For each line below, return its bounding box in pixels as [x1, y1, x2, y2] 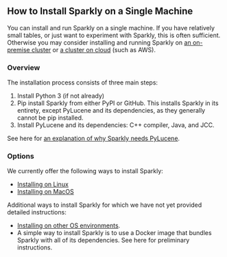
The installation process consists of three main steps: [7, 78, 158, 87]
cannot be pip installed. [16, 113, 84, 122]
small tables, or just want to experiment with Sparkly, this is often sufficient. [7, 31, 221, 39]
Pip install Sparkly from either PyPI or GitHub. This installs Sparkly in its [16, 99, 219, 107]
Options [7, 151, 34, 161]
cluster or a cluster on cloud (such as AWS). [31, 45, 156, 54]
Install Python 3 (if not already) [16, 92, 105, 100]
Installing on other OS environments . [16, 221, 121, 230]
